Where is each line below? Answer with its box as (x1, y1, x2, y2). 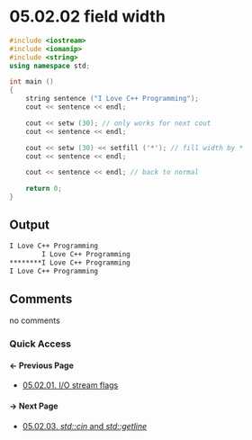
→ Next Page (9, 400, 58, 411)
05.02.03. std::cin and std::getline (22, 420, 148, 431)
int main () (9, 77, 54, 86)
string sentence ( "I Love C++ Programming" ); (25, 94, 200, 103)
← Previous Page (9, 360, 75, 371)
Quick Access (9, 337, 72, 350)
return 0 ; (25, 184, 63, 193)
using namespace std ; (9, 61, 91, 70)
